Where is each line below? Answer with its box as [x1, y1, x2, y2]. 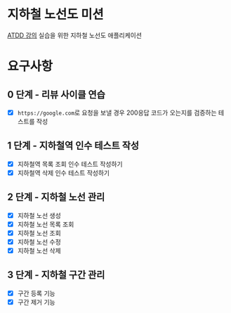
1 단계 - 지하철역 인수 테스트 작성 [7, 140, 139, 152]
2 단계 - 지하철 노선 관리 [7, 191, 105, 203]
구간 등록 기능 [17, 289, 55, 298]
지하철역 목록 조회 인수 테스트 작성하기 [17, 160, 123, 168]
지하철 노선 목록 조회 [17, 219, 74, 229]
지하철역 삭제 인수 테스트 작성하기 [17, 168, 110, 177]
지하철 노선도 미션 [7, 6, 104, 23]
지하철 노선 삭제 [17, 247, 61, 255]
